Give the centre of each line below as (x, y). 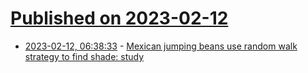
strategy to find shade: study (84, 56)
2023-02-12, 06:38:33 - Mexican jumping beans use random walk (161, 46)
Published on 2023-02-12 (119, 18)
